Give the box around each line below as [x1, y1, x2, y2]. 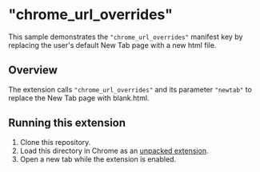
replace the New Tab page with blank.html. [8, 93, 150, 103]
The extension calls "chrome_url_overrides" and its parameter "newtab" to [8, 84, 252, 94]
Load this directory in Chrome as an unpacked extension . [19, 146, 209, 155]
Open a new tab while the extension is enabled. [19, 154, 177, 164]
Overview [8, 64, 58, 77]
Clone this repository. [19, 137, 91, 147]
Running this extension [8, 116, 126, 130]
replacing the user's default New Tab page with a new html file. [8, 40, 217, 49]
